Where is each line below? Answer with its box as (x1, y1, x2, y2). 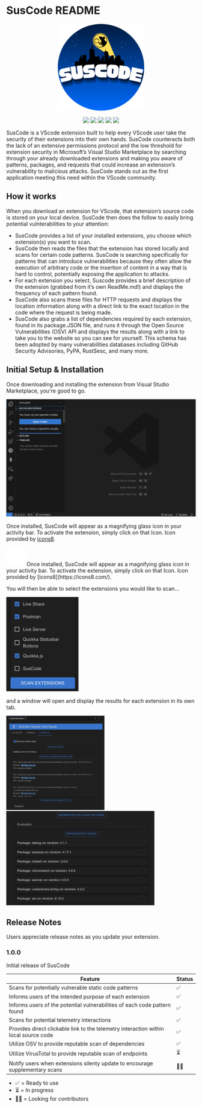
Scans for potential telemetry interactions (8, 1016, 111, 1024)
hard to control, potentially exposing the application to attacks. (14, 270, 170, 277)
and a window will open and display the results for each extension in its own (6, 697, 195, 705)
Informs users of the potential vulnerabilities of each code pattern (8, 1001, 171, 1009)
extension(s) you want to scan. (14, 238, 92, 245)
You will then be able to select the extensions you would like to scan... (6, 585, 179, 593)
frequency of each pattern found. (14, 289, 98, 297)
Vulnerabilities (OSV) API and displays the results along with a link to (14, 328, 185, 335)
